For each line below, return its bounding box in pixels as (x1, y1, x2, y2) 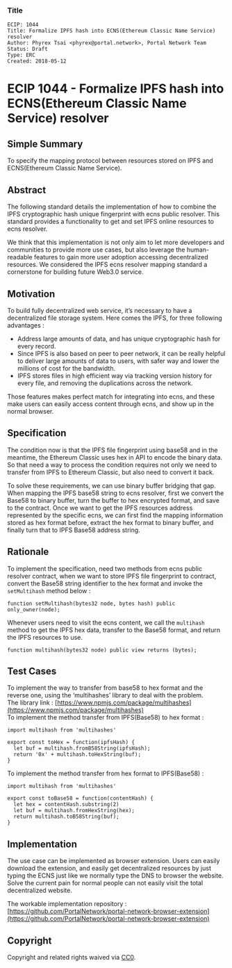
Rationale (7, 546, 49, 558)
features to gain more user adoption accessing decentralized (33, 253, 208, 261)
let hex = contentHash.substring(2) (13, 801, 119, 808)
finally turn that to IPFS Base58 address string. (7, 526, 140, 534)
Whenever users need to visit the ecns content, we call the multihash (7, 618, 205, 627)
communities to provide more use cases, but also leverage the (7, 245, 185, 254)
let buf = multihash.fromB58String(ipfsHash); (13, 745, 151, 752)
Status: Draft (7, 46, 49, 53)
